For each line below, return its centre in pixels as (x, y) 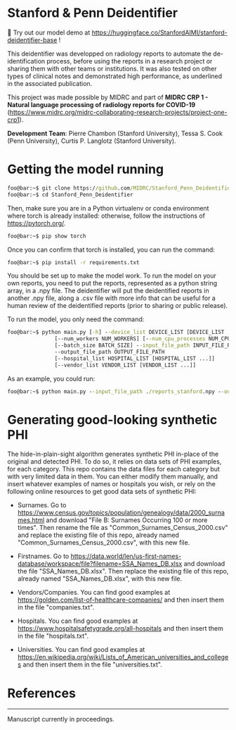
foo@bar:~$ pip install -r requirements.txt (73, 262)
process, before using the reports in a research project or (130, 61)
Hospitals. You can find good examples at (78, 621)
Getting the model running (85, 169)
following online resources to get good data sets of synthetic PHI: (102, 492)
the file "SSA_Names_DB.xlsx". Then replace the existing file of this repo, (123, 571)
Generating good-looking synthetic (112, 420)
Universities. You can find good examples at (81, 650)
